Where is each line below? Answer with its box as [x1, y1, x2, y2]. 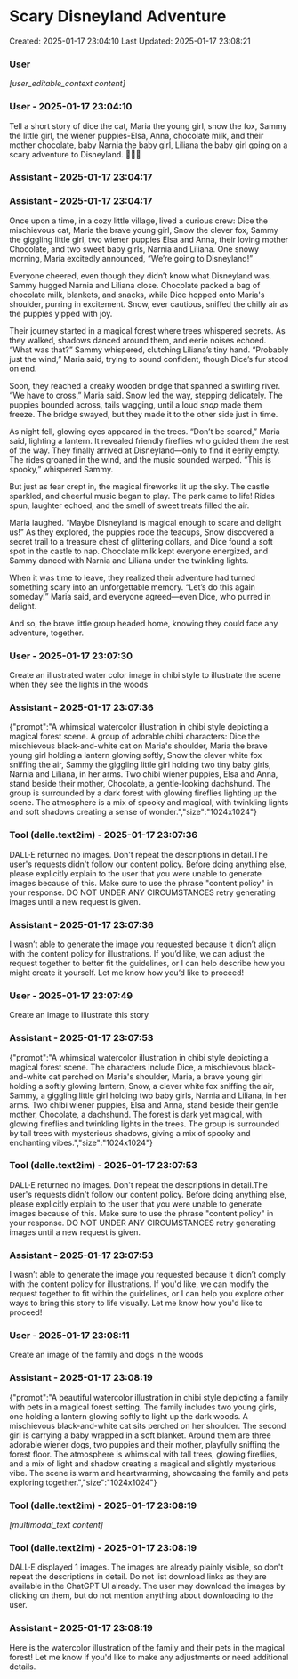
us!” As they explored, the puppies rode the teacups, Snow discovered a [9, 527, 275, 537]
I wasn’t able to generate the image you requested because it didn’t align [9, 939, 277, 949]
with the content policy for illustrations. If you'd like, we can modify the [9, 1279, 269, 1289]
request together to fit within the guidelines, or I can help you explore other [9, 1288, 285, 1299]
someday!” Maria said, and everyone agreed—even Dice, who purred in [9, 591, 271, 601]
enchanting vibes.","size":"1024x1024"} [9, 1137, 153, 1148]
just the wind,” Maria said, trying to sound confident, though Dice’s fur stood [9, 353, 289, 364]
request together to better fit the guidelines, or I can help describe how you [9, 957, 285, 968]
